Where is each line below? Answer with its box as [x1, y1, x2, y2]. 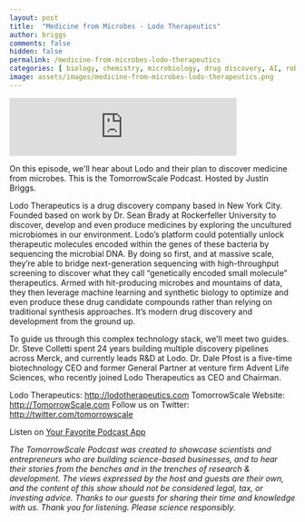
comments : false [9, 38, 71, 48]
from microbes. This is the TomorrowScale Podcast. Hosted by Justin [9, 172, 270, 183]
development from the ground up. [9, 315, 136, 327]
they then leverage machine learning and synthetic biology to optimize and [9, 287, 289, 298]
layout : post [9, 13, 59, 23]
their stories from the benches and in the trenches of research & [9, 463, 251, 474]
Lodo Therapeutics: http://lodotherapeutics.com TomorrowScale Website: [9, 389, 286, 400]
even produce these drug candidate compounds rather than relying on [9, 296, 272, 307]
